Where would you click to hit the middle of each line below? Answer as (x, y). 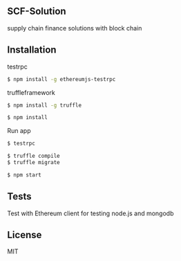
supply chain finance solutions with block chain (75, 28)
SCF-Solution (37, 11)
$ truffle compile (34, 156)
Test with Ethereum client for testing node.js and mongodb (90, 213)
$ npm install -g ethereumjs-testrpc (61, 79)
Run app (19, 131)
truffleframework (31, 92)
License (25, 235)
